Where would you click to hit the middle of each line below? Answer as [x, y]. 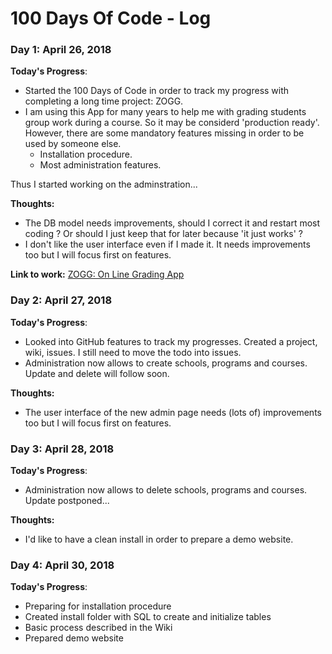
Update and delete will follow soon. [97, 373]
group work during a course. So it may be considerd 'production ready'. [172, 123]
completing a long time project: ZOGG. [104, 101]
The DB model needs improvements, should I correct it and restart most [172, 223]
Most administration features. [100, 165]
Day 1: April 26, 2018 [61, 50]
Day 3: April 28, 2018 [62, 449]
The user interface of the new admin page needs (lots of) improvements [173, 412]
